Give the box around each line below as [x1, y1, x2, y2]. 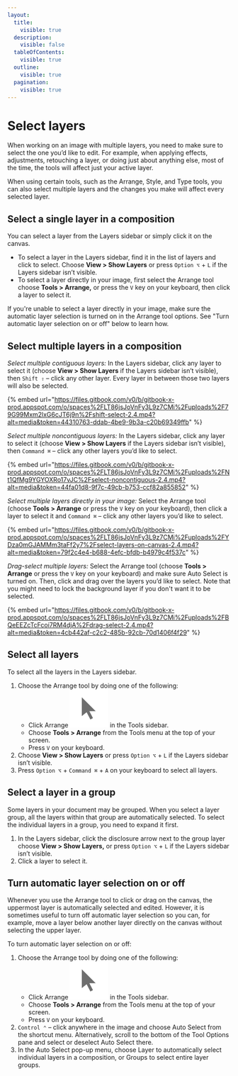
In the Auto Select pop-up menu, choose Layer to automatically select [17, 1046, 222, 1054]
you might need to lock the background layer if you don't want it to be [7, 584, 211, 593]
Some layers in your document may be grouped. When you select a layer [7, 805, 220, 814]
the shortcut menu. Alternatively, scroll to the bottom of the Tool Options [17, 1031, 229, 1039]
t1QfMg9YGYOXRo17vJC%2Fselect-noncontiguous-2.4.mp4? [7, 475, 186, 483]
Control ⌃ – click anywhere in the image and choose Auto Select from [17, 1023, 222, 1031]
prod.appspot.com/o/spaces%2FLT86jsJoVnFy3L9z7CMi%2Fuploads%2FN [7, 468, 230, 476]
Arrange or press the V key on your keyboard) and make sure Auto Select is [7, 569, 228, 578]
